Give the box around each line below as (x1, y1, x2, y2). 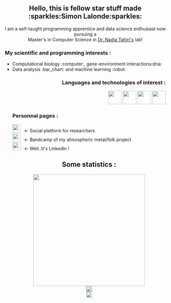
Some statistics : (62, 160, 116, 169)
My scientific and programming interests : (5, 49, 111, 56)
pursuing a (74, 31, 96, 37)
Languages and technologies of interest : (62, 79, 166, 86)
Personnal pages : (12, 112, 58, 120)
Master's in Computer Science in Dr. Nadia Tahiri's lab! (28, 36, 143, 42)
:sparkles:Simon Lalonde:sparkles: (28, 12, 142, 21)
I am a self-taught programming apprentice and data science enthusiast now (5, 26, 166, 32)
